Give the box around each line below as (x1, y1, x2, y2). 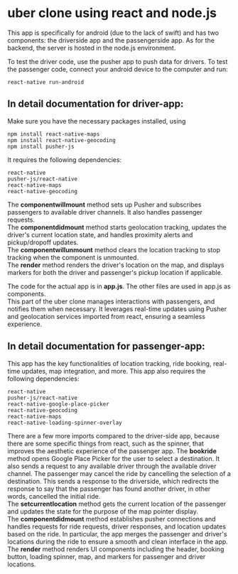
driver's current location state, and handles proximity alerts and (7, 230, 193, 239)
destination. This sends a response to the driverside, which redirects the (7, 477, 219, 485)
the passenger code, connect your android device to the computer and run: (7, 65, 229, 73)
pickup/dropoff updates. (7, 238, 79, 247)
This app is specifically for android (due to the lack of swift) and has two (7, 28, 219, 37)
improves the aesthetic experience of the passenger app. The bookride (7, 446, 217, 455)
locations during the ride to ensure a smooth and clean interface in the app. (7, 537, 229, 546)
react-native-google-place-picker (7, 400, 110, 408)
